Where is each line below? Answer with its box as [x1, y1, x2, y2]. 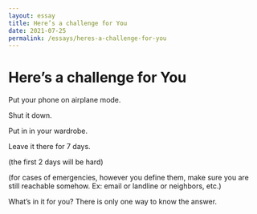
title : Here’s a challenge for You [8, 19, 128, 27]
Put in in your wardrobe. [8, 126, 88, 136]
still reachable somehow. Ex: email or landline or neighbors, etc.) [8, 181, 222, 191]
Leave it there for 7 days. [8, 142, 91, 151]
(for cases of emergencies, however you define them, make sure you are [8, 173, 249, 183]
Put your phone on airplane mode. [8, 95, 121, 105]
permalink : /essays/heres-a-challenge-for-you [8, 34, 167, 42]
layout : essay [8, 11, 56, 20]
